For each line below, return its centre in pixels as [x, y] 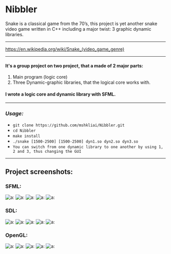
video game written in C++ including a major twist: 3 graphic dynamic [78, 29]
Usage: [15, 113]
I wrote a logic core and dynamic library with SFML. [61, 94]
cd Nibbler [24, 131]
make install [26, 136]
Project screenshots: [39, 172]
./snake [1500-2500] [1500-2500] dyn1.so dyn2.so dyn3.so [75, 142]
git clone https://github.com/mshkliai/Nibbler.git [68, 125]
